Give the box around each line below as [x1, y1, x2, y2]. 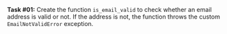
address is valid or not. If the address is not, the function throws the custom [7, 13, 220, 21]
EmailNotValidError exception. [7, 20, 94, 27]
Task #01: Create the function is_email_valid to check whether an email [7, 6, 212, 13]
